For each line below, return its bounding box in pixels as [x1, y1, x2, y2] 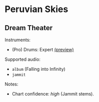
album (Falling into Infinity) [11, 66, 65, 72]
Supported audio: [4, 56, 40, 62]
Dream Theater [4, 24, 53, 32]
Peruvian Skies [4, 4, 68, 15]
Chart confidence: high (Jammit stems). [11, 91, 94, 96]
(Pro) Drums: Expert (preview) [11, 47, 74, 52]
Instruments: [4, 37, 31, 43]
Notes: [4, 81, 18, 87]
